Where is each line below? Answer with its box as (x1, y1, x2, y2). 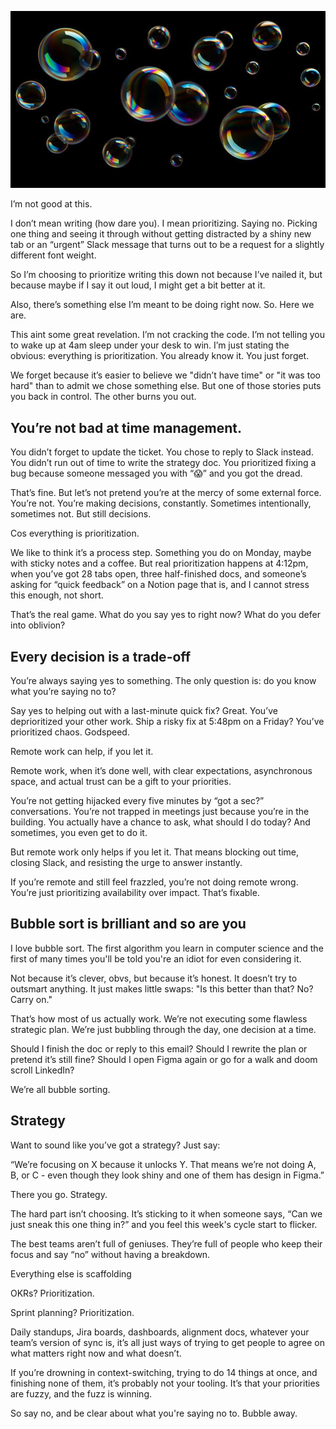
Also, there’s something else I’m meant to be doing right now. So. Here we (10, 299, 315, 311)
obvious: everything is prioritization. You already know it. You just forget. (10, 350, 310, 362)
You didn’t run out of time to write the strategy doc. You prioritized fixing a (10, 457, 317, 469)
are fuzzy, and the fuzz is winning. (10, 1387, 152, 1400)
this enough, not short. (10, 589, 104, 601)
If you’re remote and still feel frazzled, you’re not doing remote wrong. (10, 876, 299, 888)
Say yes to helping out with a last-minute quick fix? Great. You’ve (10, 704, 278, 716)
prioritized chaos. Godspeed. (10, 726, 130, 738)
